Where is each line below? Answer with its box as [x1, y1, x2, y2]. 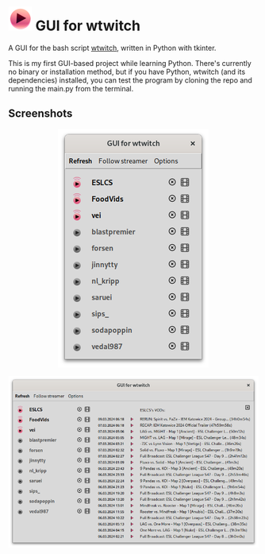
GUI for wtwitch [35, 17, 141, 35]
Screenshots [8, 107, 73, 121]
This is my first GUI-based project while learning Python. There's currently [8, 58, 252, 68]
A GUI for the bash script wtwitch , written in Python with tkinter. [8, 43, 217, 52]
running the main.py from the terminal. [8, 83, 134, 93]
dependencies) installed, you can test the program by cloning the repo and [8, 75, 252, 85]
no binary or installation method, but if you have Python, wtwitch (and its [8, 67, 246, 76]
